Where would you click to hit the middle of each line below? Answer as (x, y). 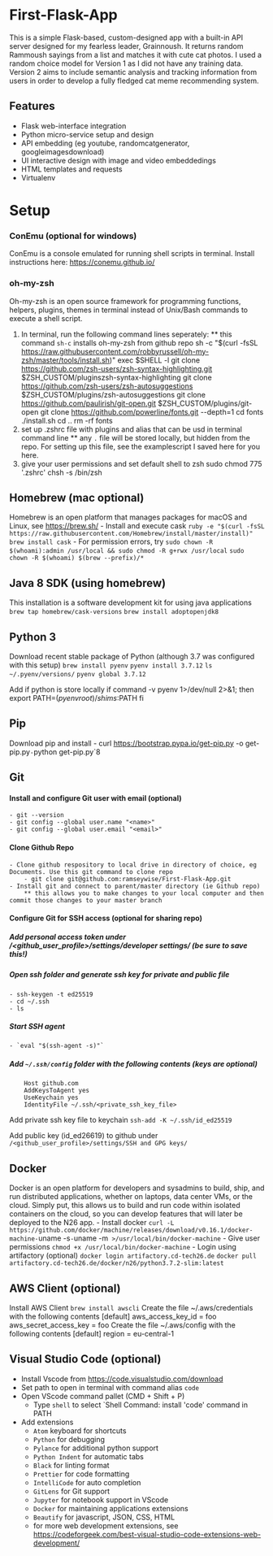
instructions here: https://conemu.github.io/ (82, 263)
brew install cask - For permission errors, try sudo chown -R (111, 541)
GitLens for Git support (71, 1491)
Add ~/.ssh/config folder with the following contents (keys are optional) (134, 1064)
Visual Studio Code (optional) (85, 1359)
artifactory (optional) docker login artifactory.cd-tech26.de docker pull (133, 1256)
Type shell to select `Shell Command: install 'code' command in (141, 1405)
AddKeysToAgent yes (57, 1091)
